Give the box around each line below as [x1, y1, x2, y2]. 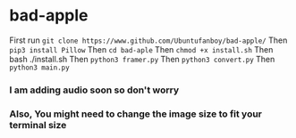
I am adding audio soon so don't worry [9, 84, 180, 96]
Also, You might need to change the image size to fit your [9, 108, 262, 120]
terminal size [9, 118, 67, 131]
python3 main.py [9, 63, 70, 72]
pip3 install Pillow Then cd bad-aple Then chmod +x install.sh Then [9, 44, 274, 54]
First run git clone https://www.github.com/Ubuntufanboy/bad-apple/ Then [9, 35, 288, 45]
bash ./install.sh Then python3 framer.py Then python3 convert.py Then [9, 53, 275, 64]
